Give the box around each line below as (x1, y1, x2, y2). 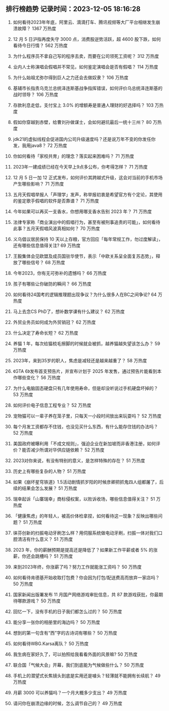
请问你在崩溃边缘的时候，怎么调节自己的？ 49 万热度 (13, 700, 122, 706)
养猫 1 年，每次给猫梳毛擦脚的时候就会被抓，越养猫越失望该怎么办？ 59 (13, 340, 160, 346)
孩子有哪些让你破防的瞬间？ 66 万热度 (13, 281, 92, 287)
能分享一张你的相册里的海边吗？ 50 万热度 (13, 619, 100, 625)
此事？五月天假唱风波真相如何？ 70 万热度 (13, 225, 100, 231)
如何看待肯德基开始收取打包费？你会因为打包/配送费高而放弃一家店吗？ (13, 574, 160, 580)
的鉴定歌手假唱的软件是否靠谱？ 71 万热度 (13, 198, 99, 204)
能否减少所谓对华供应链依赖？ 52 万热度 (22, 447, 105, 453)
